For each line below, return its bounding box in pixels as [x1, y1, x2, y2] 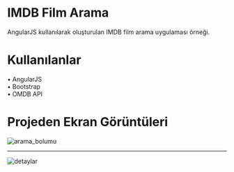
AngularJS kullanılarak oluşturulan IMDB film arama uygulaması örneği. [7, 28, 210, 36]
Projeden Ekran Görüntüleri [7, 114, 169, 130]
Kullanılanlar [7, 52, 81, 68]
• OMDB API [7, 89, 43, 98]
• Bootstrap [7, 82, 40, 91]
